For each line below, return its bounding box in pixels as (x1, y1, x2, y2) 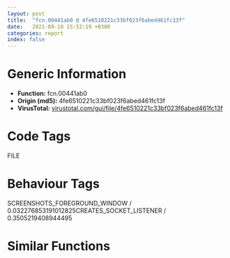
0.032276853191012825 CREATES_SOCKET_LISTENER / (7, 206, 167, 215)
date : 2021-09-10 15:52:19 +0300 (7, 23, 111, 30)
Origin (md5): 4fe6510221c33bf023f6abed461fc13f (17, 97, 166, 105)
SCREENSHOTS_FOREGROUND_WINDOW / (7, 199, 132, 207)
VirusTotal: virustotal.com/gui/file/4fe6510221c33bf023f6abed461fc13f (17, 104, 223, 112)
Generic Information (7, 66, 127, 82)
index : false (7, 36, 45, 43)
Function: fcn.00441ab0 (17, 89, 88, 98)
